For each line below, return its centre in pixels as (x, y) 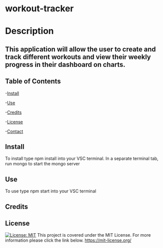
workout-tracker (40, 9)
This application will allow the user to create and (81, 49)
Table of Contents (33, 81)
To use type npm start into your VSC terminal (51, 191)
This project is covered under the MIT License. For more (94, 235)
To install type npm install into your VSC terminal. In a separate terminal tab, (82, 158)
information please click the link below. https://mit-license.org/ (68, 240)
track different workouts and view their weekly (78, 57)
